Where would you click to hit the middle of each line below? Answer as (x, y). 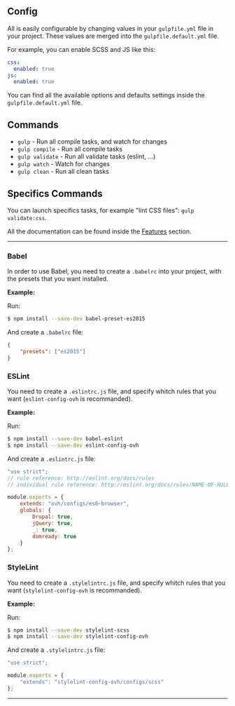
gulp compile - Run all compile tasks (70, 149)
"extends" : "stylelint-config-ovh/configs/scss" (92, 682)
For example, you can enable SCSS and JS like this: (81, 49)
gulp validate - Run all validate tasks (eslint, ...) (86, 156)
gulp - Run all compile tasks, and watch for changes (92, 142)
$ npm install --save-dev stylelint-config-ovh (78, 637)
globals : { (36, 510)
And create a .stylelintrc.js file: (56, 650)
